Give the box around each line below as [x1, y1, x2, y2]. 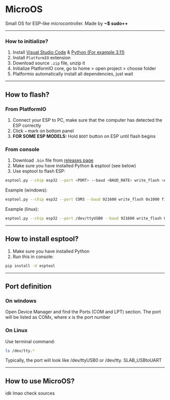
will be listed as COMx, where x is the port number [5, 314, 110, 320]
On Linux [5, 327, 28, 334]
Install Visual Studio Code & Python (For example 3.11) [12, 49, 125, 55]
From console [5, 146, 39, 153]
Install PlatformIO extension [12, 55, 71, 61]
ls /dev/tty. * [5, 348, 35, 353]
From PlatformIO [5, 105, 47, 113]
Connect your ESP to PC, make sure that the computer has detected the [12, 117, 163, 123]
